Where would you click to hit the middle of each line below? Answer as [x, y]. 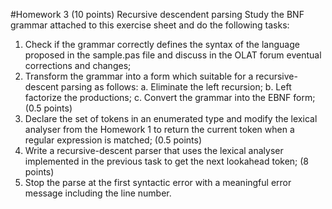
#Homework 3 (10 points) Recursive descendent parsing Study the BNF [157, 14]
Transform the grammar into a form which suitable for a [139, 76]
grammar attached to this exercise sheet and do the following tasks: [150, 25]
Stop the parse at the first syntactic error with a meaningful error [158, 182]
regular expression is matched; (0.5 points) [113, 140]
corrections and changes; [78, 65]
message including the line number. [98, 193]
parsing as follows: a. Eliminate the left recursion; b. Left [176, 87]
